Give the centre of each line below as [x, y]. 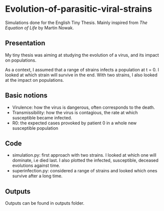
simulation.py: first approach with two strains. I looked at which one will [84, 155]
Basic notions [26, 96]
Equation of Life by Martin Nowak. [40, 27]
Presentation [25, 43]
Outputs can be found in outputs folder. [45, 203]
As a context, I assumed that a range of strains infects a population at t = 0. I [82, 70]
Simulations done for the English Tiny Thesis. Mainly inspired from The [76, 23]
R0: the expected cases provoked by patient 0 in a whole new [74, 123]
